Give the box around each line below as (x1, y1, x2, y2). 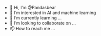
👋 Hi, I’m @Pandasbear (9, 5, 56, 10)
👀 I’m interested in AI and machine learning (9, 10, 96, 16)
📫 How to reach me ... (9, 26, 55, 31)
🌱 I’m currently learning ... (9, 15, 62, 20)
